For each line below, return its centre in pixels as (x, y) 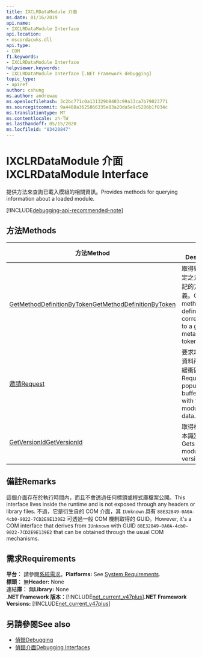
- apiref (17, 85)
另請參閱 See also (38, 624)
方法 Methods (31, 231)
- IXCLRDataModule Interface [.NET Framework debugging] (79, 74)
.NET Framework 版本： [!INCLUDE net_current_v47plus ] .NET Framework (96, 597)
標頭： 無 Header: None (35, 582)
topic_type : (21, 79)
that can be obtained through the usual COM (109, 532)
